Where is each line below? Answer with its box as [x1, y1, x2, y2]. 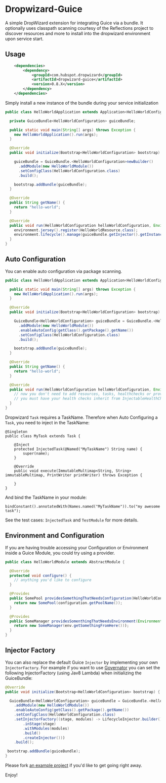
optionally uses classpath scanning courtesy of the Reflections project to [5, 25, 154, 31]
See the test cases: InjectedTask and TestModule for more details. [5, 517, 139, 523]
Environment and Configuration [5, 531, 105, 540]
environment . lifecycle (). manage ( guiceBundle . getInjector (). [14, 232, 140, 237]
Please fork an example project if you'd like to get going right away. [5, 763, 142, 769]
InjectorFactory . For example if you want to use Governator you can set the [5, 664, 161, 670]
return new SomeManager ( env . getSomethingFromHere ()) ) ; [14, 623, 129, 628]
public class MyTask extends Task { [5, 433, 81, 439]
